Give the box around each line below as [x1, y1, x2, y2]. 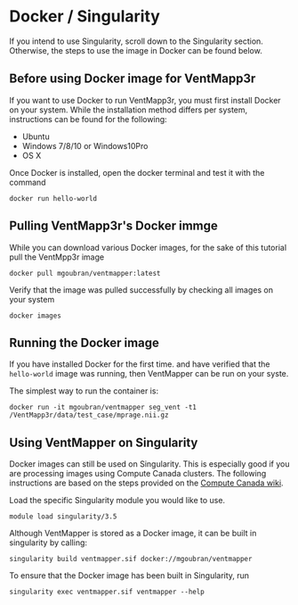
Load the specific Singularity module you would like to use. [9, 495, 225, 506]
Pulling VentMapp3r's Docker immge [9, 219, 218, 234]
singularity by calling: [9, 537, 87, 548]
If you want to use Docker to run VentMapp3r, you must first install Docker [9, 95, 282, 105]
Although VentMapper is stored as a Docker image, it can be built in [9, 528, 257, 539]
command [9, 177, 46, 187]
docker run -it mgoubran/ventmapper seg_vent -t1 [9, 403, 197, 412]
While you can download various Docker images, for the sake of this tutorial [9, 242, 287, 253]
